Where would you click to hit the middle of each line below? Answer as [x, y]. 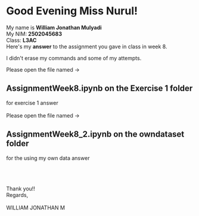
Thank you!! [21, 189]
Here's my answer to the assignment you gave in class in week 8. [87, 47]
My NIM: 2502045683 [34, 33]
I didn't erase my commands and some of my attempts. [74, 58]
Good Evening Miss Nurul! [72, 11]
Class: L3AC [21, 40]
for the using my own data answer [48, 158]
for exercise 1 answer [32, 103]
